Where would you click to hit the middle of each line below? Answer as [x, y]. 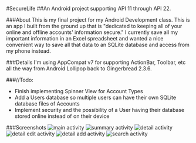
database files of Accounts [47, 104]
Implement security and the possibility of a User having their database [99, 110]
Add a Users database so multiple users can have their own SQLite [95, 97]
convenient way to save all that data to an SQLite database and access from [98, 45]
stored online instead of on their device [62, 116]
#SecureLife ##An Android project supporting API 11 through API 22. [89, 8]
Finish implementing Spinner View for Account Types [79, 91]
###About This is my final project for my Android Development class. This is [98, 20]
